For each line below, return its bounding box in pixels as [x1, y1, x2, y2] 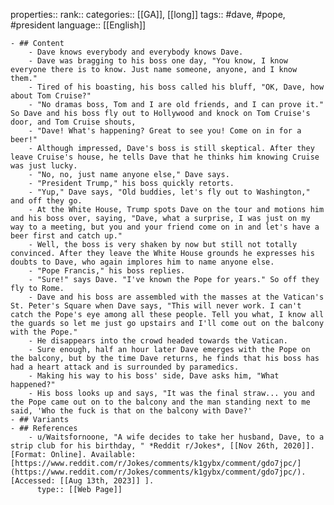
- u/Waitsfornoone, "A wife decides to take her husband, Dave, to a [28, 432, 325, 442]
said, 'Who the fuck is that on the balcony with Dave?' [10, 406, 253, 416]
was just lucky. [10, 161, 78, 171]
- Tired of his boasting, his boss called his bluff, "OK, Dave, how [28, 82, 325, 92]
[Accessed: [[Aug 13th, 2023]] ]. [10, 476, 155, 486]
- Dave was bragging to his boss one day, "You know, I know [28, 56, 288, 66]
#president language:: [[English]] [10, 19, 147, 31]
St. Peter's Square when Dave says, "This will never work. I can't [10, 301, 302, 311]
